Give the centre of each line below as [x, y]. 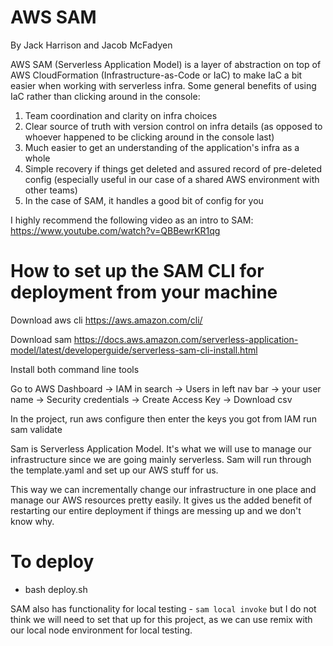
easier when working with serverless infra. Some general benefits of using [163, 85]
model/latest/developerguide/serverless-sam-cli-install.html [134, 350]
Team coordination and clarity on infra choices [121, 115]
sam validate [36, 429]
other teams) [51, 190]
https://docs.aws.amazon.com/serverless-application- [186, 339]
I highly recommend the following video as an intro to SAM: [132, 220]
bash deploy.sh [56, 589]
